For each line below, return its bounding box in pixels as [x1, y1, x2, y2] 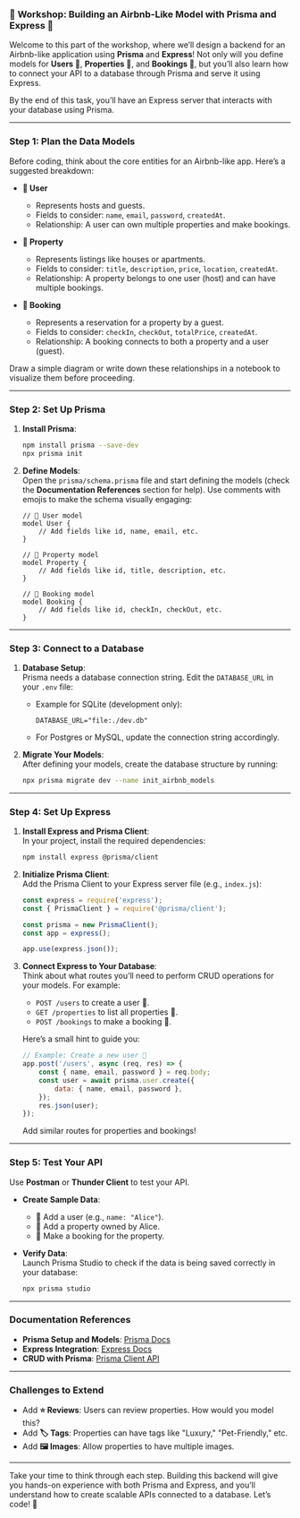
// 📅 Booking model [21, 589, 96, 598]
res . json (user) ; [38, 1101, 99, 1110]
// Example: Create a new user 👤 [21, 1051, 147, 1060]
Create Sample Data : [21, 1194, 101, 1205]
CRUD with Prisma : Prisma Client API [21, 1352, 160, 1364]
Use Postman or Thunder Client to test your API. [9, 1177, 190, 1188]
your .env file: [21, 681, 74, 692]
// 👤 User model [21, 510, 83, 520]
